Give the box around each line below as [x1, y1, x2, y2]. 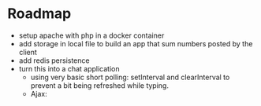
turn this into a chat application [18, 64, 120, 73]
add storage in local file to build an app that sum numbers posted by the [18, 38, 253, 48]
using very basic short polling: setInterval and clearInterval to [30, 72, 230, 82]
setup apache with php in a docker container [18, 31, 165, 40]
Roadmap [7, 5, 72, 23]
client [18, 47, 37, 57]
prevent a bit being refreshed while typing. [30, 80, 169, 90]
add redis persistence [18, 56, 90, 65]
